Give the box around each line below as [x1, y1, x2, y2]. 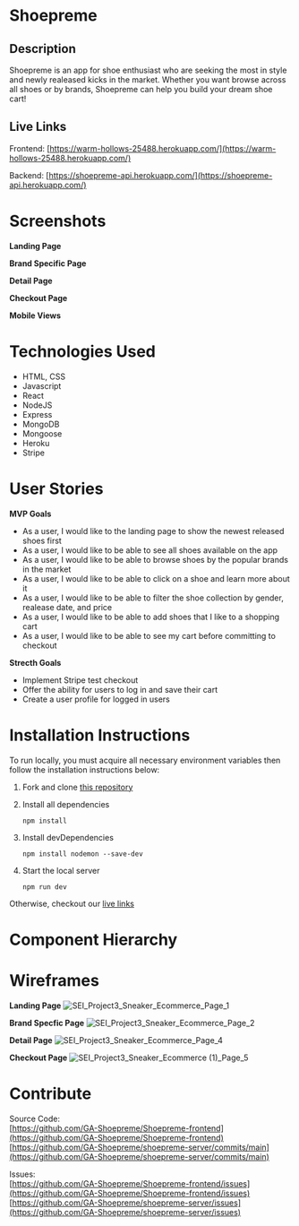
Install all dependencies [21, 799, 110, 809]
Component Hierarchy [9, 929, 178, 950]
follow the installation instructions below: [9, 764, 160, 775]
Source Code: [9, 1113, 61, 1124]
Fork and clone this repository [21, 781, 133, 792]
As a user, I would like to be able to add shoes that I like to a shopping [21, 611, 280, 622]
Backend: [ [9, 169, 49, 180]
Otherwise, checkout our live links [9, 898, 134, 909]
